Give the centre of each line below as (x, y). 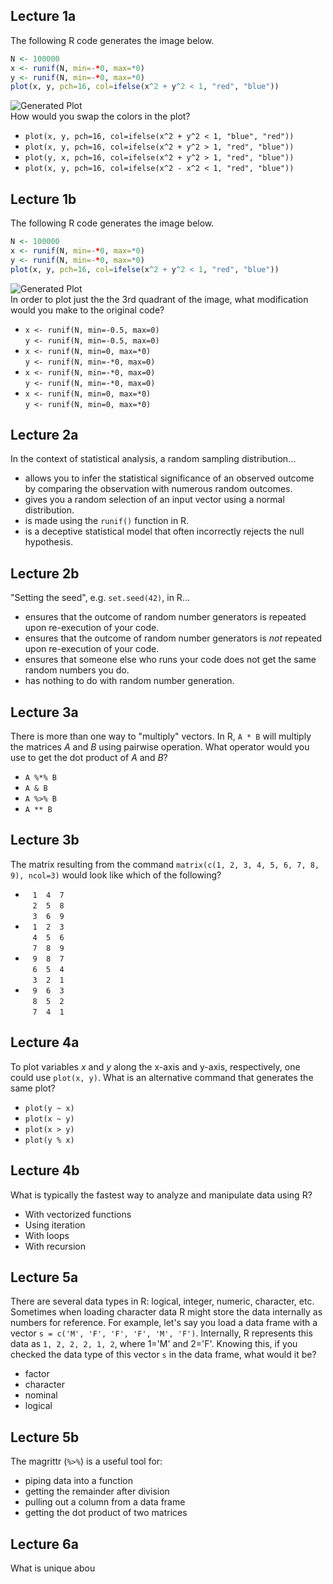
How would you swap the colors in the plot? (100, 116)
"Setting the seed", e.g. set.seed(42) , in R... (100, 598)
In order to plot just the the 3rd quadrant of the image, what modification (159, 299)
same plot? (33, 1088)
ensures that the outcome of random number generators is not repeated (173, 638)
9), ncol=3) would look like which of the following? (116, 875)
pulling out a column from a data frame (105, 1502)
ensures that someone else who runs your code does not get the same (170, 660)
